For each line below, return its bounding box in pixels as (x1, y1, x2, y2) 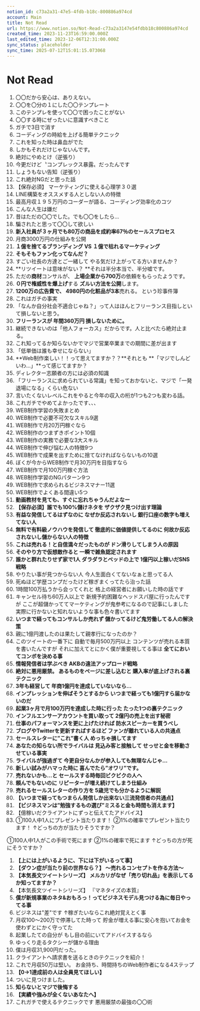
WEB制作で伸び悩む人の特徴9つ (15, 444, 93, 451)
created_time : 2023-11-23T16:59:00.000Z (7, 31, 109, 37)
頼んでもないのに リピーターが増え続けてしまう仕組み (15, 779, 148, 786)
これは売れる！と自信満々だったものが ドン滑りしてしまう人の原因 (15, 541, 179, 548)
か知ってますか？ (15, 879, 57, 886)
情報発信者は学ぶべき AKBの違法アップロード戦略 (15, 660, 137, 667)
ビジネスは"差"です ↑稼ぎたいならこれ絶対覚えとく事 (15, 908, 146, 916)
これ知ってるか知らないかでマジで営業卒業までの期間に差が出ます (15, 339, 177, 346)
